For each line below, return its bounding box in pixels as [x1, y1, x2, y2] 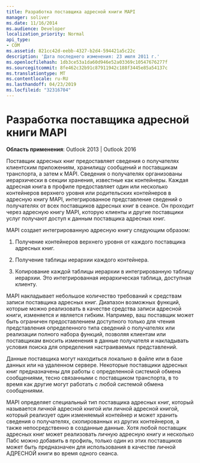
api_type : [6, 37, 31, 43]
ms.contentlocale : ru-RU [6, 76, 68, 82]
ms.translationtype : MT [6, 70, 66, 76]
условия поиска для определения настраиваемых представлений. [6, 343, 178, 351]
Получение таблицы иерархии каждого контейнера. [14, 256, 149, 263]
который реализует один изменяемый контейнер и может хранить [6, 411, 178, 419]
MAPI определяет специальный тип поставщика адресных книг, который [6, 398, 194, 406]
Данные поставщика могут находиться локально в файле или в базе [6, 355, 183, 362]
